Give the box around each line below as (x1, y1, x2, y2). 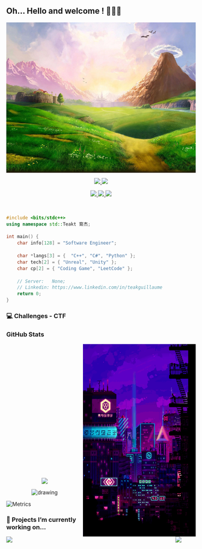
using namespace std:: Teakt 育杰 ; (6, 221, 91, 227)
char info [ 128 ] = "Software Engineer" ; (17, 240, 117, 247)
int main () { (6, 234, 39, 240)
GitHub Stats (6, 330, 44, 339)
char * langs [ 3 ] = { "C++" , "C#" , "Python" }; (17, 253, 136, 259)
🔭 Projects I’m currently (6, 515, 76, 524)
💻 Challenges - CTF (6, 311, 66, 320)
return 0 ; (17, 291, 42, 297)
